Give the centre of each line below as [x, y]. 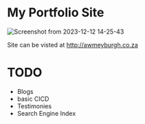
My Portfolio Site [56, 13]
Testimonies [34, 106]
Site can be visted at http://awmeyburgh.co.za [73, 45]
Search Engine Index [46, 113]
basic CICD [33, 99]
